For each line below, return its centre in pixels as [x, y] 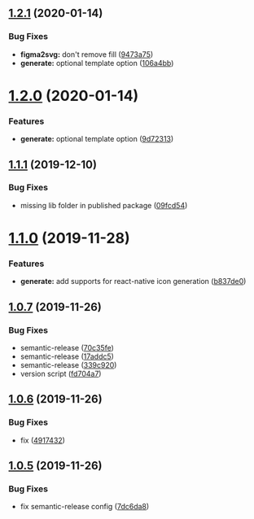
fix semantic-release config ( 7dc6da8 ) [85, 507]
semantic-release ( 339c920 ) [68, 365]
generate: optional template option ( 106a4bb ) [97, 63]
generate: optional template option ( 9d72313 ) [97, 139]
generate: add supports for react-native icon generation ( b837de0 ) [133, 281]
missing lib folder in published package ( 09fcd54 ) [104, 205]
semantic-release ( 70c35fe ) [67, 348]
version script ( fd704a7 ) [61, 374]
